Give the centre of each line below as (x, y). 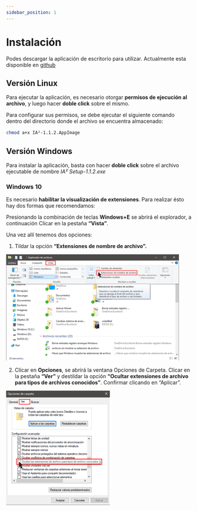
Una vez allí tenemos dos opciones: (49, 235)
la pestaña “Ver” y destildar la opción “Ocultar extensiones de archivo (101, 376)
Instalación (34, 42)
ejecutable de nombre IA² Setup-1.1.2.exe (56, 172)
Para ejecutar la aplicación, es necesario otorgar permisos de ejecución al (97, 98)
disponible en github (31, 65)
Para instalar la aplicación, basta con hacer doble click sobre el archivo (93, 165)
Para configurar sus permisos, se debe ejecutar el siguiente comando (91, 115)
